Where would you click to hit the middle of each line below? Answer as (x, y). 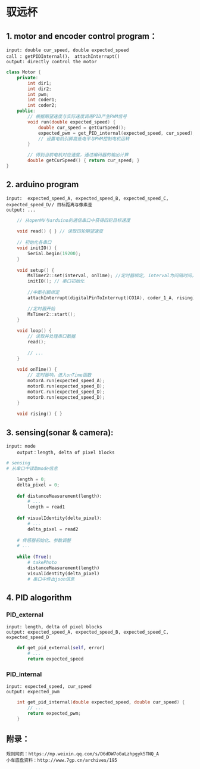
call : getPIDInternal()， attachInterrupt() (63, 57)
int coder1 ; (43, 100)
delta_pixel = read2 (53, 529)
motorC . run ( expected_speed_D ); (66, 392)
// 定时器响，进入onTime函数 (60, 375)
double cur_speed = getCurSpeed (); (82, 128)
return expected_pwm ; (54, 713)
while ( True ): (34, 557)
